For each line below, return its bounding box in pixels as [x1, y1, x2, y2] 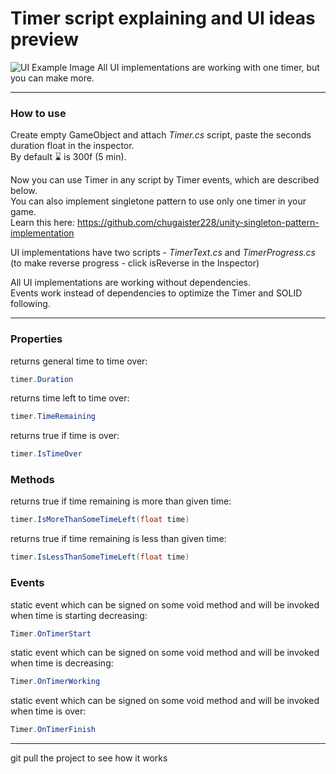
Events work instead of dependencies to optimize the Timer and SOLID [10, 287, 303, 299]
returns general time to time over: [10, 355, 148, 367]
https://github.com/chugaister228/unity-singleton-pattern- [76, 217, 320, 229]
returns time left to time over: [10, 392, 130, 404]
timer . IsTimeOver [10, 449, 83, 459]
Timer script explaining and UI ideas [10, 7, 316, 30]
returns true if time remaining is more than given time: [10, 495, 232, 507]
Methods [10, 473, 55, 487]
